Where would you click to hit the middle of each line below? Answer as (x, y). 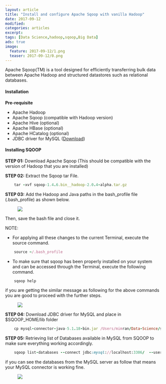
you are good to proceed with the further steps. (54, 295)
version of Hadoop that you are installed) (47, 166)
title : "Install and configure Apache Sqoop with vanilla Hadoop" (75, 14)
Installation (17, 92)
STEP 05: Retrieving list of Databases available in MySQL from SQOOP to (80, 338)
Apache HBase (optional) (38, 128)
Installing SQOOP (23, 150)
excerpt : (14, 33)
